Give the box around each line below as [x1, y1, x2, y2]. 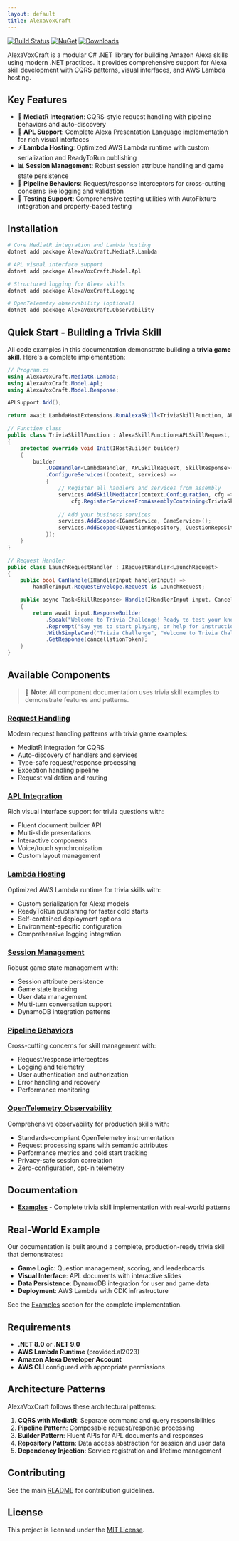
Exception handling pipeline [17, 766, 100, 775]
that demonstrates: [7, 1250, 63, 1259]
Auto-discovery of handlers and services [17, 751, 138, 759]
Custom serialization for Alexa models [17, 899, 129, 908]
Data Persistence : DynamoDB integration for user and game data [17, 1279, 210, 1287]
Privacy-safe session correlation [17, 1156, 113, 1164]
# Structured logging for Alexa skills [7, 281, 126, 288]
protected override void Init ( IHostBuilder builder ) [20, 444, 180, 452]
